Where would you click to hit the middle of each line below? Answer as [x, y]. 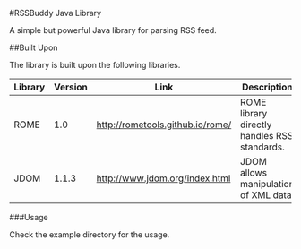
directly [256, 124]
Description [267, 87]
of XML [256, 195]
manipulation [267, 184]
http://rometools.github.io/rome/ [164, 124]
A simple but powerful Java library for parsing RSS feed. [113, 30]
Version [70, 87]
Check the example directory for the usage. [90, 235]
